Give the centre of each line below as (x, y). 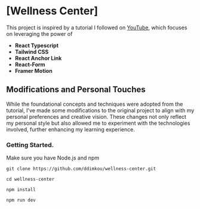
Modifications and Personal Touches (76, 90)
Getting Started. (30, 145)
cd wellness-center (30, 179)
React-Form (30, 64)
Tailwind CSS (32, 51)
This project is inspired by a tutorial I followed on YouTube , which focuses (97, 27)
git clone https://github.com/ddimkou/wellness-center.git (81, 169)
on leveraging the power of (39, 33)
